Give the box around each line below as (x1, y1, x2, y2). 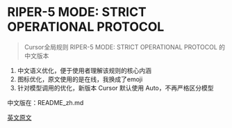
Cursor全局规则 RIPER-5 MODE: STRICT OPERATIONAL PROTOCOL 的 (24, 42, 226, 51)
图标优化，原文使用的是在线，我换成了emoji (17, 74, 143, 83)
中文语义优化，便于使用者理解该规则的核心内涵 (17, 66, 151, 74)
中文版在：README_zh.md (7, 98, 84, 106)
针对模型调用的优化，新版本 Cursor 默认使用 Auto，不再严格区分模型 (17, 83, 214, 92)
